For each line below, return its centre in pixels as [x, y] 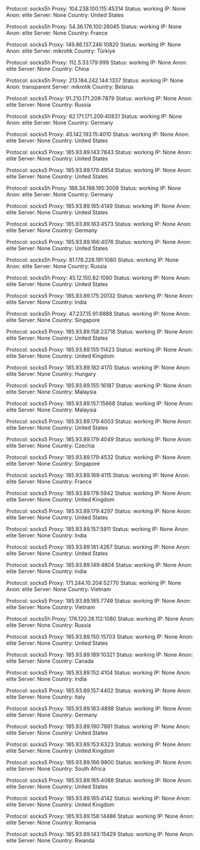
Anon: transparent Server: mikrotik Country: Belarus [70, 87]
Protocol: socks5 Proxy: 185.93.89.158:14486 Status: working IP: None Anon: [100, 816]
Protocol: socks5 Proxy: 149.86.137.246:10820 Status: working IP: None [93, 45]
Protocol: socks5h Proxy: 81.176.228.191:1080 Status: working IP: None [93, 260]
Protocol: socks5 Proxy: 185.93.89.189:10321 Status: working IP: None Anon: [100, 655]
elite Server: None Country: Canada [50, 661]
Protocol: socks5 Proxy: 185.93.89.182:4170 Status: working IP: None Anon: [99, 368]
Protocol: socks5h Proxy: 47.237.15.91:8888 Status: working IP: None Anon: [99, 314]
